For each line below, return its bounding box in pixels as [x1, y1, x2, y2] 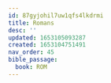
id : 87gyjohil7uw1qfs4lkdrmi [8, 11, 104, 20]
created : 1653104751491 [8, 41, 87, 49]
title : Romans [8, 19, 55, 27]
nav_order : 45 [8, 48, 55, 56]
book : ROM [15, 63, 47, 71]
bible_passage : [8, 56, 58, 64]
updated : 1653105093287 [8, 33, 87, 42]
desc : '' [8, 26, 37, 34]
